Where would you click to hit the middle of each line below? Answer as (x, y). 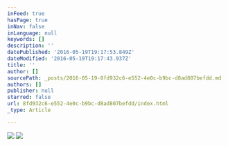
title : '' (21, 65)
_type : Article (29, 110)
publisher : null (30, 91)
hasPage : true (28, 20)
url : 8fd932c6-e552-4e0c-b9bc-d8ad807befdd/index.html (88, 104)
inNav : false (26, 26)
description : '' (30, 46)
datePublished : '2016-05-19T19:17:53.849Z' (71, 53)
